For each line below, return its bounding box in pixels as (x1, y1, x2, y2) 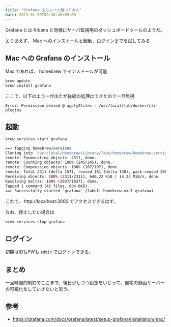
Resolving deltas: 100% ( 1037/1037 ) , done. (5, 179, 99, 184)
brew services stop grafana (5, 219, 65, 224)
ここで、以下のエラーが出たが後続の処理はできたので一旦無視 (5, 93, 135, 99)
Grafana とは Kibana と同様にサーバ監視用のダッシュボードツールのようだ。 (5, 26, 165, 33)
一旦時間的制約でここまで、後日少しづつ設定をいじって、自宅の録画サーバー (5, 280, 165, 285)
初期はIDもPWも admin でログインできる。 (5, 249, 94, 255)
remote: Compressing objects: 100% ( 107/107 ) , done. (5, 165, 120, 170)
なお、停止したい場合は (5, 209, 54, 215)
